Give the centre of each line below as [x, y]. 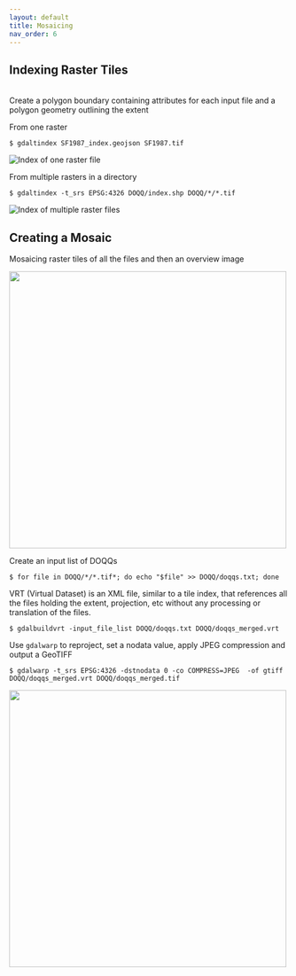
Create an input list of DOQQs [63, 561]
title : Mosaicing [41, 26]
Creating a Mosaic [61, 237]
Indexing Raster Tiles [69, 70]
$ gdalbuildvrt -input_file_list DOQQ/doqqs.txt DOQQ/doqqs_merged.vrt [144, 629]
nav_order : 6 [33, 34]
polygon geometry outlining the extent [79, 110]
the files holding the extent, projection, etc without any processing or [135, 603]
